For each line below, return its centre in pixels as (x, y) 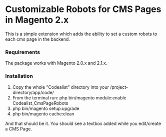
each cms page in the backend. (37, 39)
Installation (19, 76)
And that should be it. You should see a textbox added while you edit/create (83, 123)
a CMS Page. (19, 128)
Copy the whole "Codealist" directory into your (60, 87)
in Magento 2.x (37, 20)
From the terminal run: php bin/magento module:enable (69, 98)
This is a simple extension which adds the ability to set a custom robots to (81, 34)
